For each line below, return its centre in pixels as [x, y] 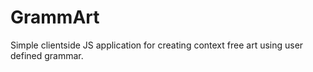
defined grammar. [47, 55]
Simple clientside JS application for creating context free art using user [157, 45]
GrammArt [55, 17]
